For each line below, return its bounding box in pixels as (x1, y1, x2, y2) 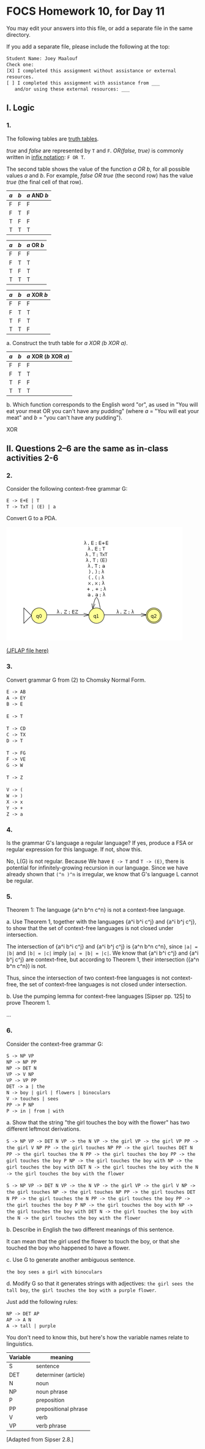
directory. (6, 31, 31, 38)
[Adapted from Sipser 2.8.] (6, 1436, 74, 1443)
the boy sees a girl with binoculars (6, 1268, 103, 1275)
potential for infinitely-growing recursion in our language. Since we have (6, 864, 188, 871)
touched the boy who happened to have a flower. (6, 1244, 130, 1251)
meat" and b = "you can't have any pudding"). (6, 414, 122, 421)
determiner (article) (35, 1371, 86, 1378)
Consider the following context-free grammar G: (6, 485, 128, 493)
